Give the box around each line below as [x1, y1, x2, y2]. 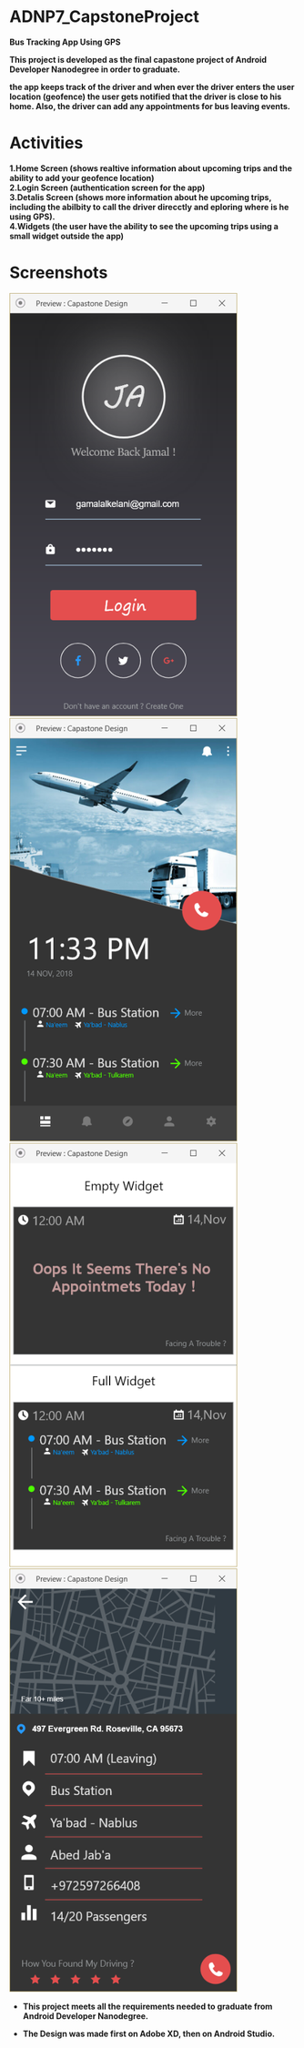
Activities [9, 133, 84, 154]
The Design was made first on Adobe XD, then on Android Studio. [22, 2028, 276, 2039]
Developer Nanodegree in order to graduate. [9, 64, 180, 75]
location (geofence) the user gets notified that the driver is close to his [9, 91, 282, 102]
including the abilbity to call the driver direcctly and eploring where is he [9, 201, 289, 212]
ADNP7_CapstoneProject [9, 6, 200, 27]
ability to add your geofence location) [9, 172, 155, 183]
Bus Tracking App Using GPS [9, 36, 121, 47]
